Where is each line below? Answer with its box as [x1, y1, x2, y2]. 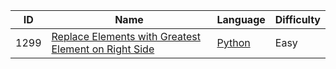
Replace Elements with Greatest [51, 30, 201, 43]
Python [216, 36, 251, 49]
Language [216, 13, 266, 26]
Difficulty [274, 13, 321, 26]
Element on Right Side [51, 42, 155, 56]
